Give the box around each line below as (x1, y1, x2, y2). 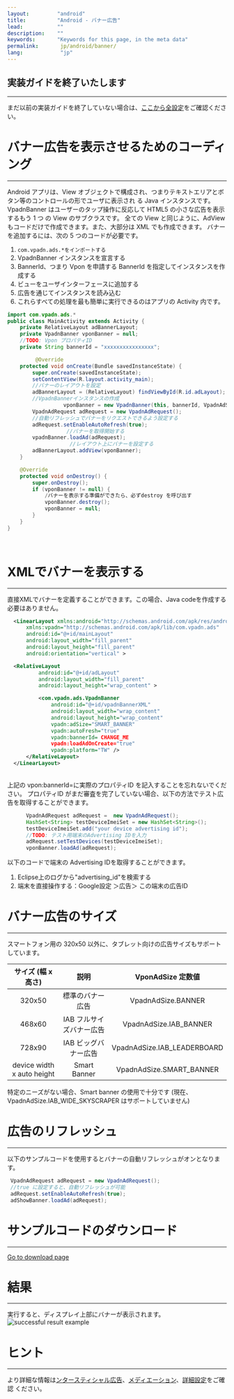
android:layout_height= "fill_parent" (25, 644, 136, 651)
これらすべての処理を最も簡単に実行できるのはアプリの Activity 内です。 (17, 297, 224, 305)
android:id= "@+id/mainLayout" (25, 630, 114, 638)
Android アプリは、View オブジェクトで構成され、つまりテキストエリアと (7, 187, 218, 196)
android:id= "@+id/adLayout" (38, 669, 120, 676)
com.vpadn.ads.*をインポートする (17, 246, 107, 254)
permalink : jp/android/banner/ (7, 43, 117, 50)
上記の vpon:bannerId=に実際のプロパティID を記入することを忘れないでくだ (7, 781, 227, 789)
